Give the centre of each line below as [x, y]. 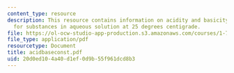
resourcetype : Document [42, 46]
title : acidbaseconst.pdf [45, 53]
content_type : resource [42, 14]
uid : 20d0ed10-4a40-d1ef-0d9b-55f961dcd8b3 [71, 59]
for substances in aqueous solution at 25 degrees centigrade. [107, 26]
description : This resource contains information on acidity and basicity [118, 20]
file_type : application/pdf [48, 40]
